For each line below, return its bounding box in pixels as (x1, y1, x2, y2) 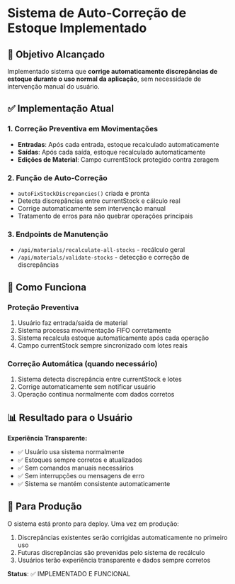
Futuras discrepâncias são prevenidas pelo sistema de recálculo (17, 548, 205, 556)
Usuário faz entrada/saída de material (17, 318, 128, 327)
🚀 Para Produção (7, 500, 83, 512)
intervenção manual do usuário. (7, 82, 100, 90)
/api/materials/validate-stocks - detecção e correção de (17, 253, 190, 262)
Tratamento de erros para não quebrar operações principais (17, 211, 193, 220)
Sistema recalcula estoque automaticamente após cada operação (17, 334, 210, 342)
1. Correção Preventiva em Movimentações (7, 124, 158, 134)
